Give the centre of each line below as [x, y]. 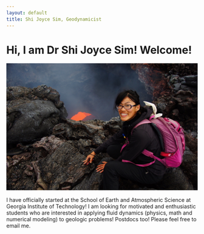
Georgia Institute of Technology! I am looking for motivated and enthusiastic [101, 207]
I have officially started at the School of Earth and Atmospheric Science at [99, 200]
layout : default [27, 13]
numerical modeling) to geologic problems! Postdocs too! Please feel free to [101, 219]
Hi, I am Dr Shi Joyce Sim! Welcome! [99, 50]
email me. [19, 226]
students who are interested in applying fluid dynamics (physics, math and [99, 213]
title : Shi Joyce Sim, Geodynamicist [54, 19]
